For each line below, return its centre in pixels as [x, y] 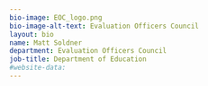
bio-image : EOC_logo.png [56, 17]
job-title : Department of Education [78, 59]
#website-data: [38, 68]
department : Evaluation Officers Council [88, 51]
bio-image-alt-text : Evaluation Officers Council [104, 26]
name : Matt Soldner [46, 43]
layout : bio [32, 34]
